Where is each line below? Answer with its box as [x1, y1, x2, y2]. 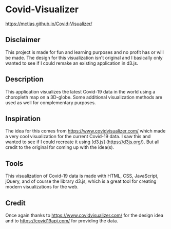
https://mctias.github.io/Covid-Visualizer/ [5, 21, 92, 27]
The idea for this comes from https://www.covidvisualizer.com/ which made [5, 128, 166, 134]
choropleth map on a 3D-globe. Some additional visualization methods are [5, 94, 163, 100]
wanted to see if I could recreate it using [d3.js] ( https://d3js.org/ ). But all [5, 139, 160, 145]
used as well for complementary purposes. [5, 99, 96, 106]
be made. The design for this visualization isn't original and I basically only [5, 54, 163, 61]
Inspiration [5, 114, 41, 123]
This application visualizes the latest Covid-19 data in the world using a [5, 88, 156, 94]
